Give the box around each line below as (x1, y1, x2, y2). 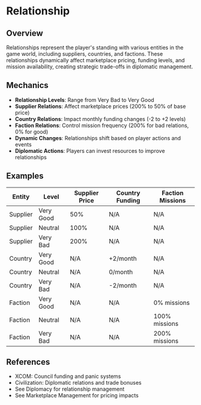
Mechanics (6, 80, 49, 90)
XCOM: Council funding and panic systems (14, 373, 121, 380)
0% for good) (14, 128, 48, 135)
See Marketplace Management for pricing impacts (14, 392, 139, 399)
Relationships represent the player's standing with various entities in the (6, 44, 184, 51)
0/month (108, 268, 133, 276)
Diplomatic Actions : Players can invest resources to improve (14, 147, 166, 154)
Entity (12, 192, 30, 201)
